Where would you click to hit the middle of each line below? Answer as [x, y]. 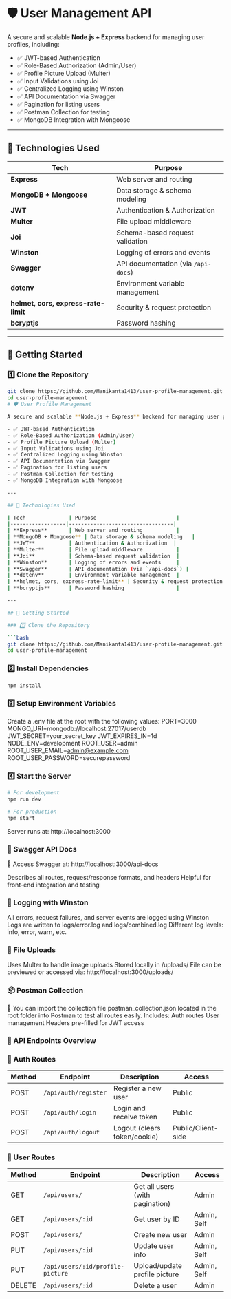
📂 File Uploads [32, 950]
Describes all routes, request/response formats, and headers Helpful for [109, 877]
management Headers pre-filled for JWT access [76, 1022]
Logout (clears [137, 1128]
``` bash [18, 637]
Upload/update [158, 1266]
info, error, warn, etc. [37, 932]
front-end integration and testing [53, 885]
